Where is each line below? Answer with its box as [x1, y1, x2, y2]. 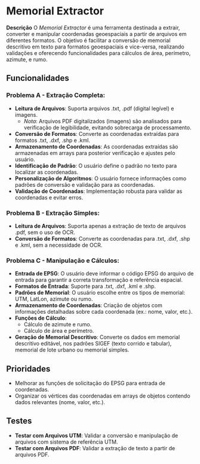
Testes [6, 416, 32, 426]
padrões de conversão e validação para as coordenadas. [14, 181, 155, 188]
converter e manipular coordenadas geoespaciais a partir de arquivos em [6, 30, 187, 37]
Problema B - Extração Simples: [6, 208, 100, 217]
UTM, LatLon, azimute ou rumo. [14, 295, 93, 303]
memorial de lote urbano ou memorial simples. [14, 346, 130, 354]
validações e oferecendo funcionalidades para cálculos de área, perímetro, [6, 49, 191, 56]
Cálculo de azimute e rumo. [23, 321, 92, 328]
